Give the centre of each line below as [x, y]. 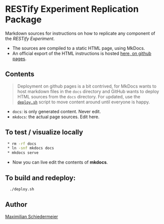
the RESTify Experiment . [30, 39]
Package [24, 20]
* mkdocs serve [23, 153]
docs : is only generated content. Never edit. [56, 111]
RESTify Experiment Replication [72, 9]
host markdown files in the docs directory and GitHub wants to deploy [88, 91]
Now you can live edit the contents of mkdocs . [60, 162]
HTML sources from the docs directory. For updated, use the [79, 96]
